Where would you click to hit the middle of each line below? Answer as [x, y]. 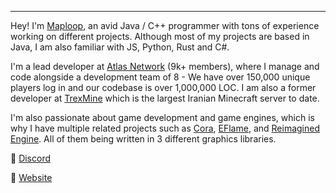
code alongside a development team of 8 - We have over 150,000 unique [160, 77]
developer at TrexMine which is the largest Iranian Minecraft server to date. [165, 98]
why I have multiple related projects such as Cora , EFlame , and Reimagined [165, 128]
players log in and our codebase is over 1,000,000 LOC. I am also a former [163, 87]
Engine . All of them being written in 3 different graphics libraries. [143, 139]
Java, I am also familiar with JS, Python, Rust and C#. [120, 47]
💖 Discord [31, 158]
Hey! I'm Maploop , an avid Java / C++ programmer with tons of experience [165, 25]
